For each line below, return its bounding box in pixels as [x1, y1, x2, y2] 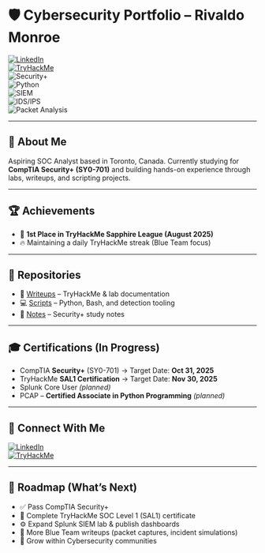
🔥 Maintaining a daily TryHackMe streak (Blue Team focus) [19, 238, 211, 247]
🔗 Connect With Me [8, 421, 106, 434]
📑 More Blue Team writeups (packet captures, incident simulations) [19, 527, 238, 537]
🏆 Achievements [8, 205, 95, 218]
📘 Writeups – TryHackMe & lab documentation [19, 289, 170, 299]
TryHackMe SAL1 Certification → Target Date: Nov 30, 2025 [19, 374, 218, 384]
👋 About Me [8, 135, 67, 149]
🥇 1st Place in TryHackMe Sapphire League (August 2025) [19, 229, 215, 239]
